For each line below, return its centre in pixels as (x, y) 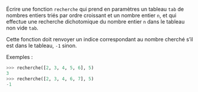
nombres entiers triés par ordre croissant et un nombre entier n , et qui (91, 15)
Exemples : (20, 57)
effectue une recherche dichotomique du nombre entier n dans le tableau (95, 22)
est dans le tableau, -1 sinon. (41, 45)
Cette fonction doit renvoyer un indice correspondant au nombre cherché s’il (100, 39)
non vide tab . (22, 28)
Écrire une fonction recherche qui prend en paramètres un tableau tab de (95, 9)
